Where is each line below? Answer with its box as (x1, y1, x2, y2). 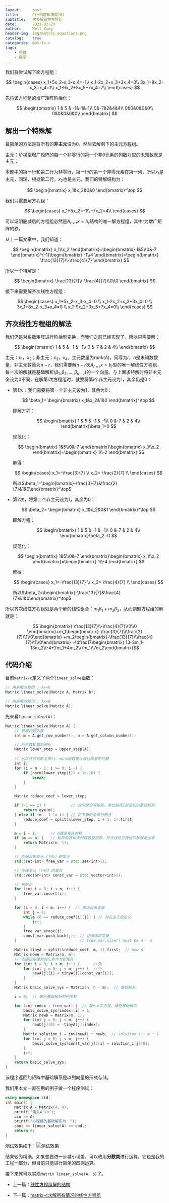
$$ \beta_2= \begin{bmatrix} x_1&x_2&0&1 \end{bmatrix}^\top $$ (21, 506, 156, 513)
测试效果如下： (5, 1143, 36, 1149)
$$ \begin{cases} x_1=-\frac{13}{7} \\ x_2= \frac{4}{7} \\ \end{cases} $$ (13, 579, 164, 585)
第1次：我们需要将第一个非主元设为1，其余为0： (12, 387, 112, 393)
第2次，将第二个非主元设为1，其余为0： (12, 496, 95, 502)
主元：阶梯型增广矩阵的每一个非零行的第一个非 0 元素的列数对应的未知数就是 (5, 152, 163, 158)
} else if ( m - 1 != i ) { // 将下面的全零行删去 (14, 812, 112, 817)
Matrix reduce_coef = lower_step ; (14, 794, 87, 799)
